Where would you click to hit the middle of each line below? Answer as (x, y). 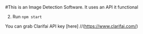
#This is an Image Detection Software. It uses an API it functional (72, 7)
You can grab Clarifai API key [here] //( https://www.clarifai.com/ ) (72, 26)
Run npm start (27, 17)
